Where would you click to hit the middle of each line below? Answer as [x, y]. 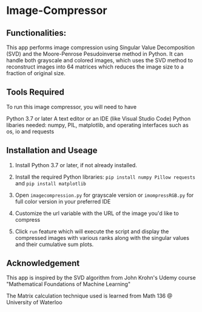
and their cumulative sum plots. [54, 244]
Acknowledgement [43, 263]
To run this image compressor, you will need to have [72, 107]
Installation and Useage [52, 151]
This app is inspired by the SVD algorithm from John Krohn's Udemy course [101, 278]
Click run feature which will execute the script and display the [92, 231]
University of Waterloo [34, 302]
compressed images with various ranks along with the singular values [102, 237]
